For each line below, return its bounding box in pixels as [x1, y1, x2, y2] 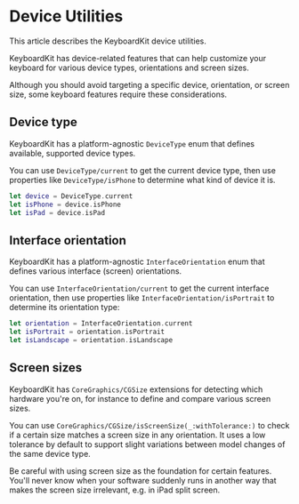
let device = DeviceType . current [9, 191, 133, 201]
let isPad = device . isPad [9, 208, 105, 217]
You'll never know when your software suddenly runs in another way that [9, 475, 278, 485]
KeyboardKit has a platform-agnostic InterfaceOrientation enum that [9, 256, 265, 268]
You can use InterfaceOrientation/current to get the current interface [9, 283, 270, 294]
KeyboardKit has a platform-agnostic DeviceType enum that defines [9, 138, 255, 148]
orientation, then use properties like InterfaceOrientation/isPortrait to [9, 292, 275, 303]
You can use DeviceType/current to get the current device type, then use [9, 164, 276, 175]
